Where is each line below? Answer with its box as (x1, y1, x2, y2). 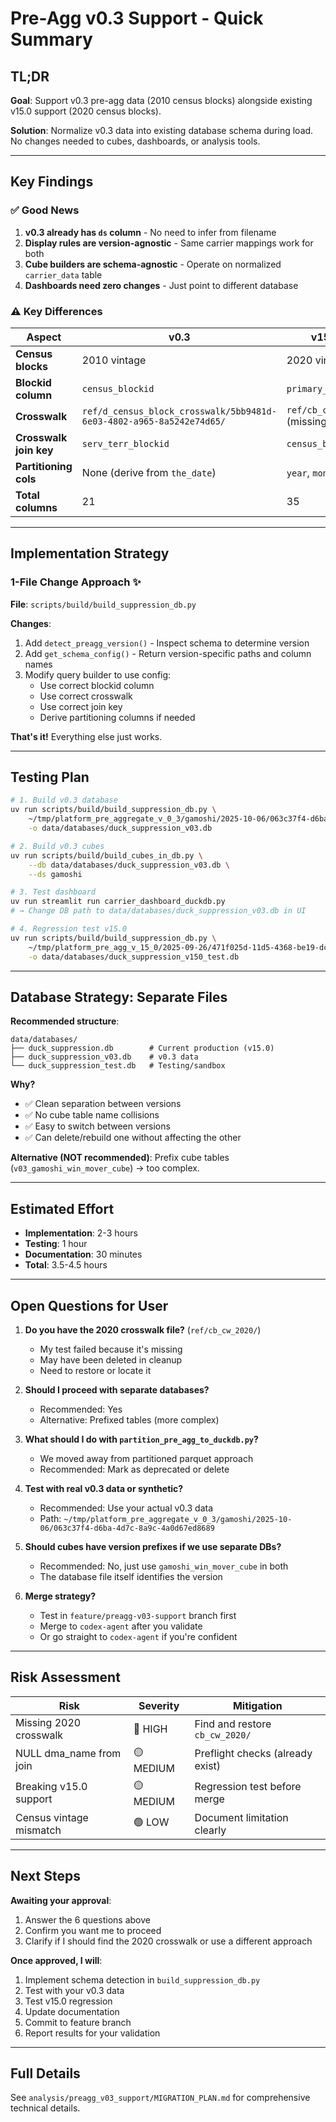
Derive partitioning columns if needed (39, 711, 196, 723)
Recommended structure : (10, 1015, 120, 1027)
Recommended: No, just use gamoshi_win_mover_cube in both (39, 1560, 289, 1572)
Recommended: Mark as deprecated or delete (39, 1463, 230, 1476)
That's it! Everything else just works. (10, 730, 163, 742)
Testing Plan (10, 769, 90, 786)
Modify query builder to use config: (24, 668, 172, 681)
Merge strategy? (24, 1590, 97, 1602)
